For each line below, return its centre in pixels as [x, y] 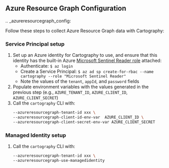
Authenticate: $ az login [47, 66]
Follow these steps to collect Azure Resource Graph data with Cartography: [85, 31]
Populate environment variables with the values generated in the [81, 87]
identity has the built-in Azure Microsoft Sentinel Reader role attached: [87, 60]
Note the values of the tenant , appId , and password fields [80, 81]
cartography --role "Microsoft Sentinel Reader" [73, 76]
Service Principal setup [35, 44]
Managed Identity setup [36, 135]
